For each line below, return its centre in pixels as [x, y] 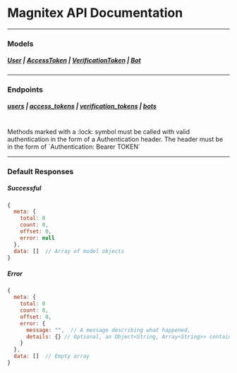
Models [20, 44]
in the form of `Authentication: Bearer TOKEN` [74, 147]
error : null [37, 238]
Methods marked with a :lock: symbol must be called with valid [99, 131]
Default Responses [41, 171]
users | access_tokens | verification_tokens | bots [82, 106]
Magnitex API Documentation [95, 13]
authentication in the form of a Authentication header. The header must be [115, 139]
